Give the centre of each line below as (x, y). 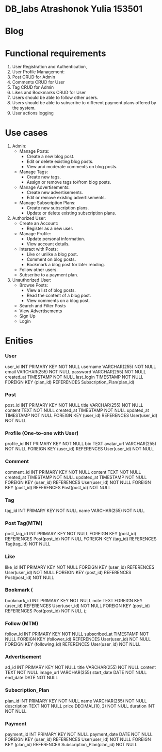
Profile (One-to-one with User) (42, 433)
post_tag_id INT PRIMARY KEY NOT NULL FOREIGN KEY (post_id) (71, 534)
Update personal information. (56, 239)
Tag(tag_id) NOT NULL (28, 544)
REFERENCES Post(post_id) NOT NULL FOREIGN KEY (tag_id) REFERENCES (81, 539)
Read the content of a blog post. (59, 296)
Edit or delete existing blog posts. (60, 161)
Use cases (26, 133)
